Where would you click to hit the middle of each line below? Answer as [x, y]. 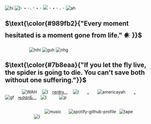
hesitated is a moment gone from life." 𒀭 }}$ [74, 36]
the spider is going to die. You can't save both [75, 73]
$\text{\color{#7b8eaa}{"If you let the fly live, [75, 65]
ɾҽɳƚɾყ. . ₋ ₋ [94, 92]
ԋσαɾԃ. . [27, 97]
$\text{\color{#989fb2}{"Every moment [67, 23]
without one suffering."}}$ [46, 80]
